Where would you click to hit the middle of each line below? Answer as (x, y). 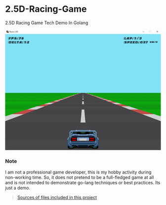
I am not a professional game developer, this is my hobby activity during (78, 172)
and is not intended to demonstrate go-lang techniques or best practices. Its (83, 182)
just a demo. (18, 188)
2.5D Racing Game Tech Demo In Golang (47, 23)
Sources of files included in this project (57, 197)
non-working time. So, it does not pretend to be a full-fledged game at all (80, 177)
